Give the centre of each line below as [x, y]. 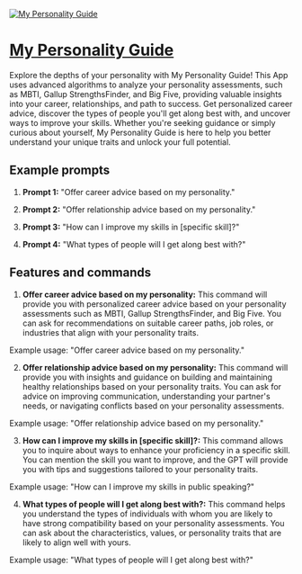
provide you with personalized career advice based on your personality [154, 304]
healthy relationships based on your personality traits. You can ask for [151, 386]
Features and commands [80, 273]
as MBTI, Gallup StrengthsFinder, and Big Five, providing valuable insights [146, 94]
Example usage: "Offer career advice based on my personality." [127, 350]
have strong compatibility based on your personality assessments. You [153, 523]
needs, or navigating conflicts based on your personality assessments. [153, 406]
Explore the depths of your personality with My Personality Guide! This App [149, 75]
